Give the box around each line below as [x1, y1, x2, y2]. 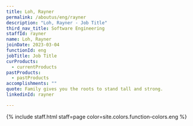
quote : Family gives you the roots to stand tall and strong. [6, 86, 163, 92]
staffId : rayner [6, 31, 46, 37]
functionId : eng [6, 48, 46, 53]
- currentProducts [11, 64, 58, 70]
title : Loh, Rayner [6, 8, 55, 15]
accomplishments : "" [6, 81, 58, 87]
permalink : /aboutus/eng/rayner [6, 14, 86, 20]
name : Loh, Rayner [6, 36, 52, 42]
